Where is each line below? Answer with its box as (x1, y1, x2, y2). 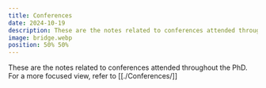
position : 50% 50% (8, 41, 69, 49)
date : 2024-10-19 (8, 19, 66, 27)
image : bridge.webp (8, 33, 73, 42)
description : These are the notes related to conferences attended (8, 26, 236, 34)
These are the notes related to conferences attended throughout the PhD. (8, 63, 248, 72)
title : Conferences (8, 11, 73, 20)
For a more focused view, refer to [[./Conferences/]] (8, 71, 178, 81)
